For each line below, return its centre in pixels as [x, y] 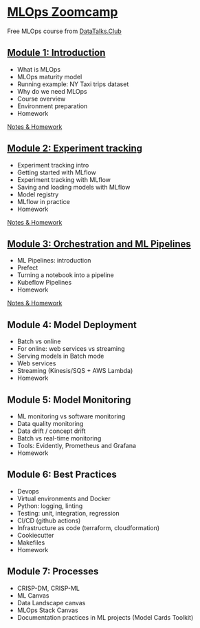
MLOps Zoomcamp [63, 12]
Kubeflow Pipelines [44, 283]
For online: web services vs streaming [71, 349]
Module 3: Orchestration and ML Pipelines [99, 244]
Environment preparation [52, 106]
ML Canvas [33, 595]
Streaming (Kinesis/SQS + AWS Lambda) [75, 371]
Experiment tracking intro [53, 165]
